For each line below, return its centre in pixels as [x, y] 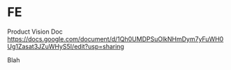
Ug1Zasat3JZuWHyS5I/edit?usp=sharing [66, 46]
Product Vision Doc [35, 31]
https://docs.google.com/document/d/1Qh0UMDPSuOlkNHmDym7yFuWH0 [115, 38]
